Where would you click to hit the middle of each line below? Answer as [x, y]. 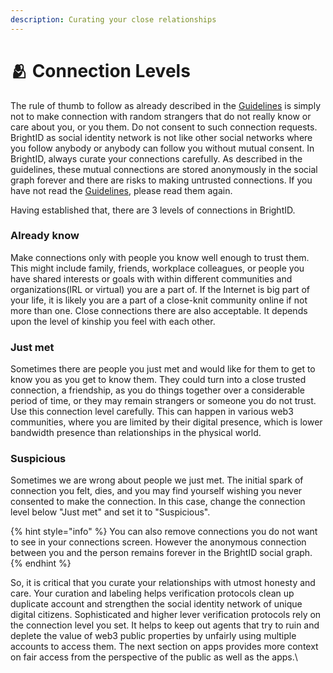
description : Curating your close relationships [113, 19]
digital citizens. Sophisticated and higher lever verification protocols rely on [166, 615]
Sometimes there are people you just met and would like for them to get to [163, 369]
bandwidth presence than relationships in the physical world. [136, 433]
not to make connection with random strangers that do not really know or [161, 116]
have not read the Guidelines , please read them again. [121, 190]
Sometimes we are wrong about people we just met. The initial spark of [157, 480]
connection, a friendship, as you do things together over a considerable [157, 390]
